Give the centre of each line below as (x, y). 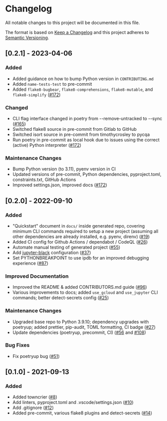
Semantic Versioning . (27, 38)
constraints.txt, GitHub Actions (44, 180)
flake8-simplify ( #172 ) (37, 94)
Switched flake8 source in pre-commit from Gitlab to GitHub (74, 129)
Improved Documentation (37, 276)
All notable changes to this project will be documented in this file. (73, 23)
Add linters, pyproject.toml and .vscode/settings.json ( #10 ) (73, 402)
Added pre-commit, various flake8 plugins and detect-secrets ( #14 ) (82, 413)
